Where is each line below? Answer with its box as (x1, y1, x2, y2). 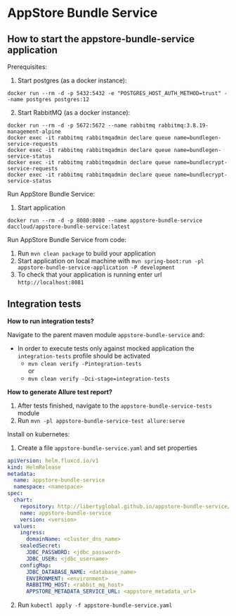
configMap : (20, 562, 52, 569)
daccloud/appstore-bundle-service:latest (7, 223, 131, 230)
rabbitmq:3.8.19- (157, 122, 209, 129)
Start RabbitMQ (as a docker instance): (17, 108, 131, 117)
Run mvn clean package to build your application (17, 249, 156, 258)
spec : (7, 490, 23, 497)
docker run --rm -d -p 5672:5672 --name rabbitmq (7, 122, 156, 129)
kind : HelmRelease (7, 463, 61, 471)
